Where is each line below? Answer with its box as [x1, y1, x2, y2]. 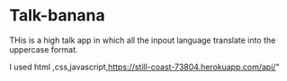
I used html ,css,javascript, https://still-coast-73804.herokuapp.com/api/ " [9, 61, 281, 72]
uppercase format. [9, 44, 78, 54]
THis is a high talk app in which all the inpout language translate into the [9, 35, 276, 45]
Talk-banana [9, 5, 105, 26]
